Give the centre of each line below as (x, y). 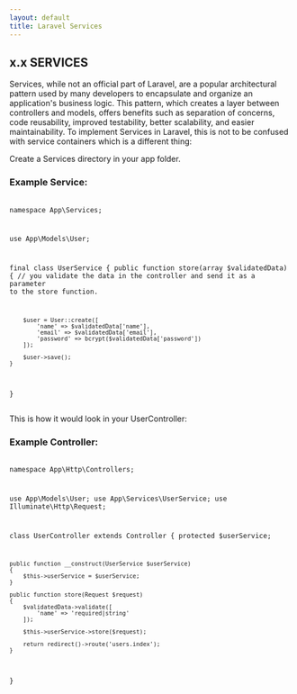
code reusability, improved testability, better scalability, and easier (132, 122)
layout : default (40, 18)
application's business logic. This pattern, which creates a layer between (144, 104)
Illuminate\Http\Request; (58, 506)
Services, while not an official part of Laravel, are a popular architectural (143, 84)
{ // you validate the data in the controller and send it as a (132, 276)
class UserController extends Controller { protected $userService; (140, 536)
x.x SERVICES (49, 63)
